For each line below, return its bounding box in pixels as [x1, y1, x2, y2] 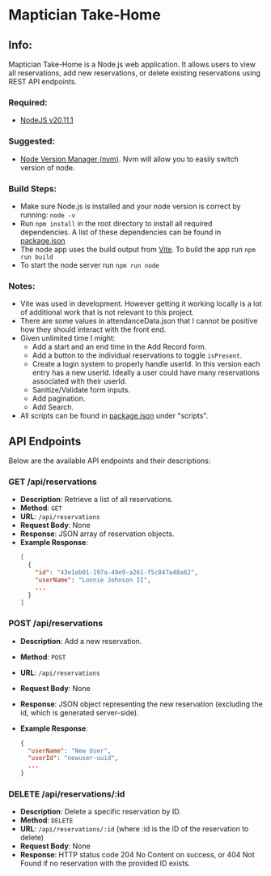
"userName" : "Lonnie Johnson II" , [35, 576, 151, 584]
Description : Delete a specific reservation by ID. [19, 807, 181, 817]
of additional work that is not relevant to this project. [19, 307, 194, 317]
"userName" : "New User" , [28, 746, 112, 755]
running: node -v [19, 209, 76, 220]
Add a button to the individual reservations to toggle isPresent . [32, 350, 243, 360]
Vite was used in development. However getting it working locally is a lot [19, 298, 262, 309]
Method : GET [19, 503, 62, 513]
